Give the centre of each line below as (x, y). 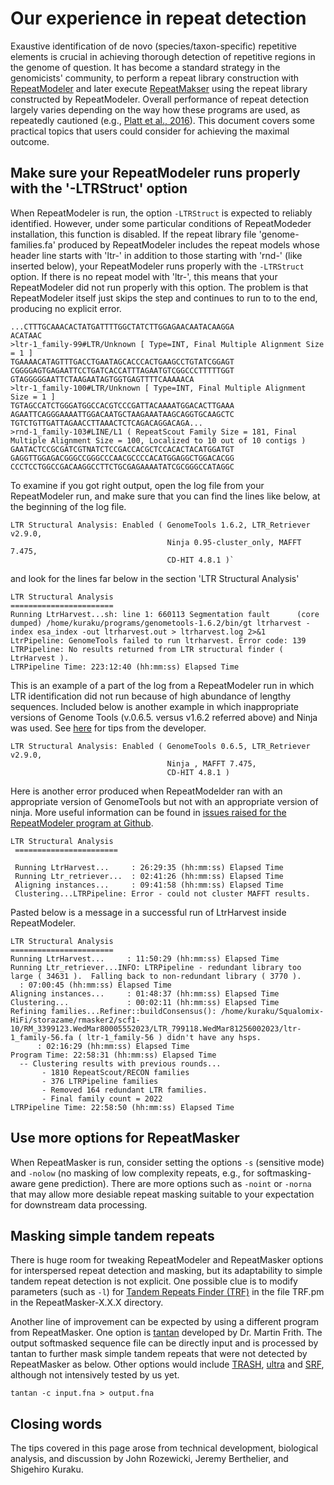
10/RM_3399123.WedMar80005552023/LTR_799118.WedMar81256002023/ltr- (156, 1028)
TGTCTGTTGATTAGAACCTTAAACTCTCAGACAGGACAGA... (106, 423)
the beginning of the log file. (68, 506)
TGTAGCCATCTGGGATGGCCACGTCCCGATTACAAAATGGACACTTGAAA (122, 405)
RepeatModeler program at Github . (82, 823)
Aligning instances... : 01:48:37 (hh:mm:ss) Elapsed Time (145, 993)
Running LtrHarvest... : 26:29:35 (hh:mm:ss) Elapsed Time (149, 867)
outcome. (30, 141)
